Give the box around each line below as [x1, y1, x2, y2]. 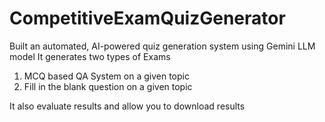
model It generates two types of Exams [9, 50, 171, 62]
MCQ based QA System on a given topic [23, 70, 190, 82]
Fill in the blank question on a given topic [23, 80, 193, 92]
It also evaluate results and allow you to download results [9, 100, 246, 112]
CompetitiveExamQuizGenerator [9, 7, 286, 30]
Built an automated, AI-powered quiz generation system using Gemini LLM [9, 40, 316, 52]
